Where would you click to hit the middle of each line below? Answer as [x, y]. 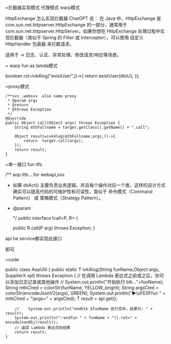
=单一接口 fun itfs [24, 164]
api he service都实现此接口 [34, 238]
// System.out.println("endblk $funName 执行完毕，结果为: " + [84, 309]
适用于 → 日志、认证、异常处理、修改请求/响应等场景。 [63, 55]
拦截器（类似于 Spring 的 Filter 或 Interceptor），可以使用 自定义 [77, 38]
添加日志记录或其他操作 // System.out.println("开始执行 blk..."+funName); [87, 282]
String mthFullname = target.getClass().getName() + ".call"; [82, 127]
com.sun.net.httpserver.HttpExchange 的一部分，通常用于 [66, 25]
